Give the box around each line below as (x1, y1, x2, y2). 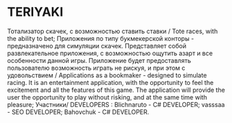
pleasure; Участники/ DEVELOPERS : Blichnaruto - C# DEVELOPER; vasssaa (7, 100, 225, 108)
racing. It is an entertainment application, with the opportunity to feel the (7, 78, 214, 86)
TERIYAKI (7, 4, 64, 20)
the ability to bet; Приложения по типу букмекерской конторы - (7, 34, 195, 42)
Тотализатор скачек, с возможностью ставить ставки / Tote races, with (7, 27, 218, 35)
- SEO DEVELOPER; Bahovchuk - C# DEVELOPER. (7, 108, 150, 116)
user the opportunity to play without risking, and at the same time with (7, 93, 208, 101)
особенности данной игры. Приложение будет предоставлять (7, 56, 192, 64)
